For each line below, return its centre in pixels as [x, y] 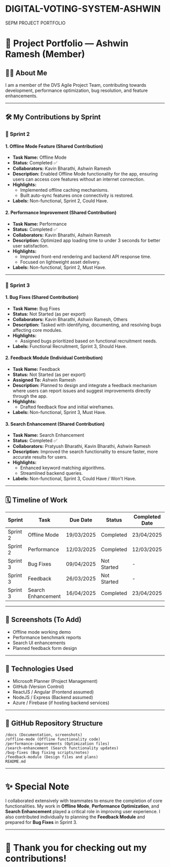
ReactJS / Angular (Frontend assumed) [53, 692]
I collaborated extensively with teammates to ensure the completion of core [84, 801]
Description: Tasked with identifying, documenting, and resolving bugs [87, 325]
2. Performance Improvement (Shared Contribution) [61, 213]
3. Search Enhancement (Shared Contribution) [55, 424]
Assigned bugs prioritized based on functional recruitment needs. [89, 341]
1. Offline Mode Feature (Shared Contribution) [54, 146]
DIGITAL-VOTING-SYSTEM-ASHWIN [83, 9]
